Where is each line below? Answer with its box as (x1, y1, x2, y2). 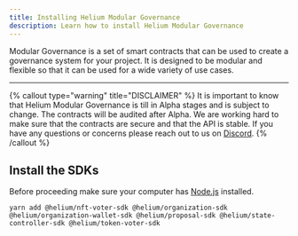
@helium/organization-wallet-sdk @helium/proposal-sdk (9, 211, 216, 220)
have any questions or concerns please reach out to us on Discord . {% (9, 128, 268, 138)
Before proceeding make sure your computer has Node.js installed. (9, 186, 255, 197)
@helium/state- (219, 211, 276, 220)
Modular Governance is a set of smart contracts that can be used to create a (9, 45, 289, 56)
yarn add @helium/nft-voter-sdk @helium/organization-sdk (9, 203, 228, 213)
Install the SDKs (9, 162, 99, 177)
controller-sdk (9, 219, 66, 228)
